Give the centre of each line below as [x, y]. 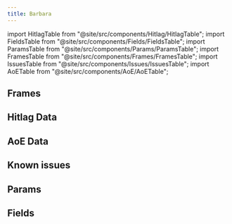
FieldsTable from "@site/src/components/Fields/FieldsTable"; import [106, 41]
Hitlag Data [32, 117]
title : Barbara [30, 14]
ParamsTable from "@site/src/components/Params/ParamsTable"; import [113, 49]
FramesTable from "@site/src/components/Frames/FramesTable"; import [112, 56]
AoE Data [28, 141]
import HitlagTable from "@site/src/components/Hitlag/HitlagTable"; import [116, 34]
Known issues [39, 165]
